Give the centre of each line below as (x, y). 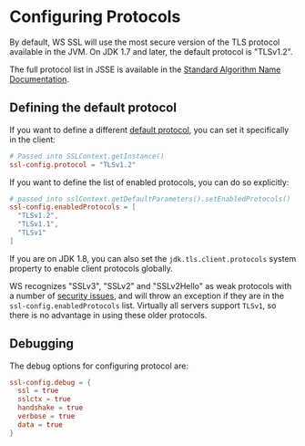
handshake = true (51, 408)
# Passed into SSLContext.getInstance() (87, 156)
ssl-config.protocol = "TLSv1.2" (73, 165)
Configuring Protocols (95, 17)
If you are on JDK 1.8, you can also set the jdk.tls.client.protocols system (153, 258)
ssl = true (38, 391)
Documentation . (40, 78)
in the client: (33, 140)
